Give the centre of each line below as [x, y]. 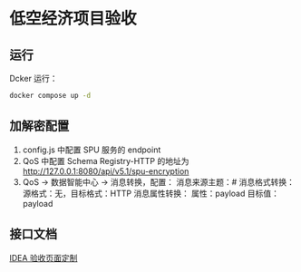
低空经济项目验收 [73, 19]
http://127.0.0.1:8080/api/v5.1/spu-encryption [106, 171]
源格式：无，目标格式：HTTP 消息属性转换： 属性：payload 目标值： [150, 193]
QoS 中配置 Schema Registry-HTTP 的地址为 [106, 160]
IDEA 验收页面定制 [44, 257]
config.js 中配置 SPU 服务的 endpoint [92, 150]
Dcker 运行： [34, 78]
